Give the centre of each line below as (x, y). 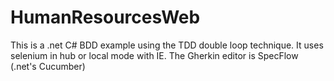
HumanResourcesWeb (105, 17)
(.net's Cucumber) (48, 66)
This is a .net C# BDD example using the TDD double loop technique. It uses (167, 45)
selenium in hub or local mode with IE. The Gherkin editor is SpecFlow (154, 55)
